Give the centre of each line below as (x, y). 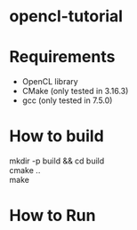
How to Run (52, 216)
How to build (56, 136)
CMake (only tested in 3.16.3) (75, 91)
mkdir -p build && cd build (57, 161)
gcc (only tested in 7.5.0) (67, 100)
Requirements (62, 57)
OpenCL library (50, 82)
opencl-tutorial (66, 16)
